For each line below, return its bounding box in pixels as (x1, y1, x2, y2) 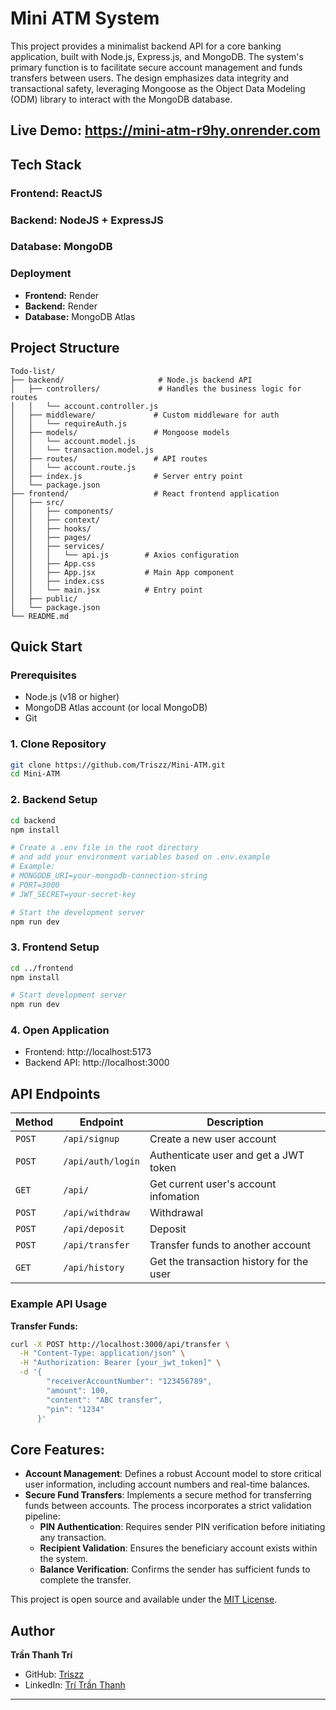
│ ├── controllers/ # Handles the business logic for (10, 383, 302, 394)
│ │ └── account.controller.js (10, 401, 159, 411)
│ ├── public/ (10, 593, 78, 604)
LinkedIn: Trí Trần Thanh (24, 1679, 126, 1691)
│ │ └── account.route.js (10, 462, 137, 472)
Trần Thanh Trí (10, 1649, 73, 1661)
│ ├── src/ (10, 497, 65, 507)
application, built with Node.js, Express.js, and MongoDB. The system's (10, 50, 304, 62)
